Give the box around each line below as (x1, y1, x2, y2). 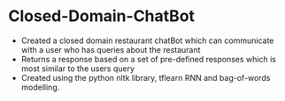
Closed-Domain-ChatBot (8, 6, 196, 26)
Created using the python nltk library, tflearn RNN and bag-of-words (20, 72, 271, 83)
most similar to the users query (20, 63, 135, 74)
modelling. (20, 82, 60, 92)
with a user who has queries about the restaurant (20, 44, 201, 54)
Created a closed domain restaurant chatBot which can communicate (20, 35, 274, 46)
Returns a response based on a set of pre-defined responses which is (20, 54, 276, 64)
